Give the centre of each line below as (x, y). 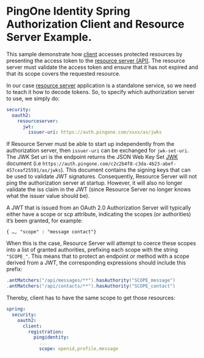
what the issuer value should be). (48, 196)
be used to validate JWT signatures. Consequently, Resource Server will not (102, 177)
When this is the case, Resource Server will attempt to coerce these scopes (101, 243)
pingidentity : (51, 337)
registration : (46, 332)
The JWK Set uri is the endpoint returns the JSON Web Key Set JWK (92, 157)
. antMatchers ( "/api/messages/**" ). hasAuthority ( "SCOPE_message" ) (91, 280)
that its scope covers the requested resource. (63, 73)
